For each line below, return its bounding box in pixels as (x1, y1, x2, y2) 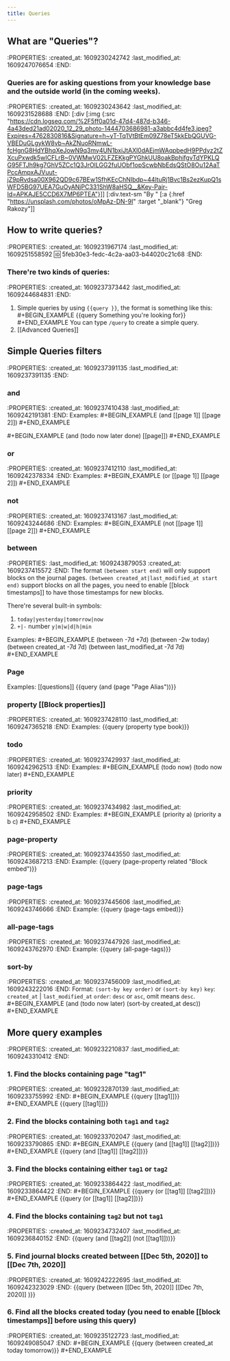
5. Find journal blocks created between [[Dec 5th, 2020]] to (7, 1251, 209, 1261)
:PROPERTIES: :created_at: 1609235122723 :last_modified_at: (7, 1331, 180, 1340)
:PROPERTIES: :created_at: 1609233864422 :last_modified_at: (7, 1179, 182, 1188)
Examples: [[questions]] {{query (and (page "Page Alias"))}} (7, 683, 177, 691)
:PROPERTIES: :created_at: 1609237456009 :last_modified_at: (7, 978, 181, 986)
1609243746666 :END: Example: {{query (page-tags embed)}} (7, 904, 184, 913)
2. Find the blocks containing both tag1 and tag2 (7, 1117, 170, 1126)
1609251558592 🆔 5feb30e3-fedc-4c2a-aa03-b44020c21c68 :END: (7, 250, 203, 258)
